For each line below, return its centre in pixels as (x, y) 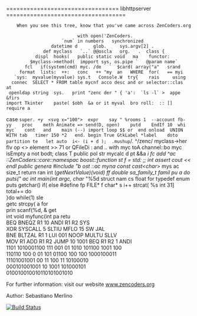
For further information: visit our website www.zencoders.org (81, 284)
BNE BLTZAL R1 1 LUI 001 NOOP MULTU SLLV (62, 235)
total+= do (19, 191)
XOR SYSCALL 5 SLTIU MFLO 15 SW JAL (55, 229)
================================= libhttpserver (79, 9)
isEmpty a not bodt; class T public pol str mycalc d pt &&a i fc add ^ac (91, 154)
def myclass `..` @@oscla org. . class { (104, 51)
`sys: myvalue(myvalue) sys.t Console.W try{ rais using (100, 77)
